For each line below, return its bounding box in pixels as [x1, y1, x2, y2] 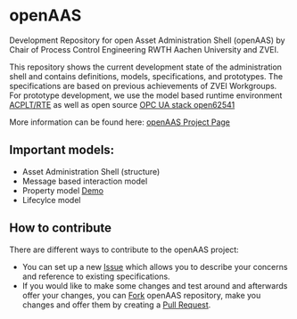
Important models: [9, 143, 115, 158]
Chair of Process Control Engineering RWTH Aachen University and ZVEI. [9, 44, 279, 54]
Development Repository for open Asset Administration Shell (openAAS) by [9, 35, 285, 45]
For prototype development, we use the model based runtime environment [9, 90, 283, 101]
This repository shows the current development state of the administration [9, 61, 283, 72]
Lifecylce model [21, 194, 81, 205]
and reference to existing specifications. [21, 271, 171, 282]
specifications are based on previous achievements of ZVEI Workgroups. [9, 80, 277, 91]
